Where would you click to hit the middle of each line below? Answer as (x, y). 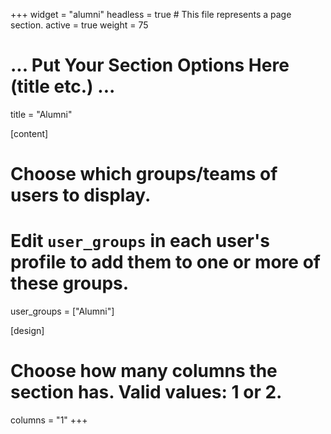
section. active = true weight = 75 (79, 25)
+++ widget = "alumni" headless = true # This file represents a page (151, 14)
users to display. (81, 195)
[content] (29, 133)
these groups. (70, 283)
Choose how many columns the (144, 371)
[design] (27, 331)
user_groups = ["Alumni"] (62, 311)
